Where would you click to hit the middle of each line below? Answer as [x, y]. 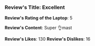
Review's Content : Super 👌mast [38, 28]
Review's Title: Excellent [35, 7]
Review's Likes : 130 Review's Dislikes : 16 [47, 39]
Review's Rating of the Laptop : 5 [39, 18]
